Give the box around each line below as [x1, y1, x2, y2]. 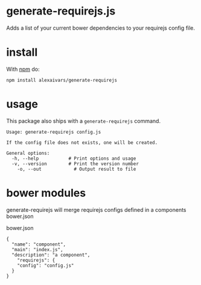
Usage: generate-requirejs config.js [6, 129, 101, 135]
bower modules [6, 186, 86, 200]
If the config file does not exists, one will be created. [6, 139, 158, 146]
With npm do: [6, 65, 40, 73]
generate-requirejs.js [6, 4, 116, 18]
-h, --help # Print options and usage [11, 156, 136, 162]
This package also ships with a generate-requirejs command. [6, 117, 161, 125]
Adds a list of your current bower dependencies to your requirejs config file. [6, 24, 195, 31]
